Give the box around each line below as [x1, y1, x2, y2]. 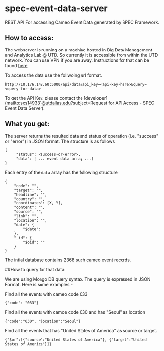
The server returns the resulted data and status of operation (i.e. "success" [5, 133, 159, 139]
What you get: [5, 120, 50, 128]
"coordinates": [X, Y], [14, 201, 63, 205]
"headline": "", [14, 192, 48, 197]
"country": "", [14, 196, 45, 201]
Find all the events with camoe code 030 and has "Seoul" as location [5, 309, 146, 315]
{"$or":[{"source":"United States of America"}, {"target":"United [5, 337, 147, 342]
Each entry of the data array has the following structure [5, 169, 118, 175]
